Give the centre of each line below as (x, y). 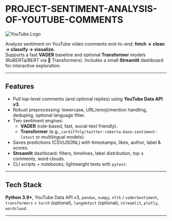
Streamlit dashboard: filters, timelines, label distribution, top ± (78, 153)
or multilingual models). (60, 137)
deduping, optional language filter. (49, 115)
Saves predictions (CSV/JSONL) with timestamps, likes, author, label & (87, 142)
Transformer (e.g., (40, 131)
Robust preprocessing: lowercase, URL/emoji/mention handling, (80, 109)
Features (20, 87)
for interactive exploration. (33, 65)
